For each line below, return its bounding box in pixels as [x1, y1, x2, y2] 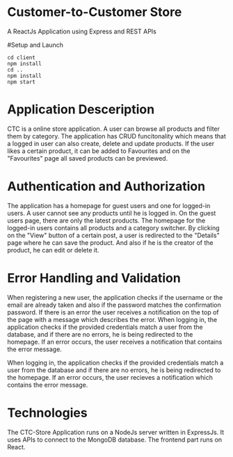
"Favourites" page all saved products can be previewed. [7, 154, 168, 162]
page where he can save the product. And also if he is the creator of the [7, 238, 214, 247]
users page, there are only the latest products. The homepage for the [7, 216, 206, 225]
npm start [7, 78, 36, 86]
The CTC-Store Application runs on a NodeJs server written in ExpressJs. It [7, 428, 225, 436]
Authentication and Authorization [7, 179, 206, 195]
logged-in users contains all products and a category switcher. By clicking [7, 223, 220, 232]
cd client [7, 54, 36, 61]
